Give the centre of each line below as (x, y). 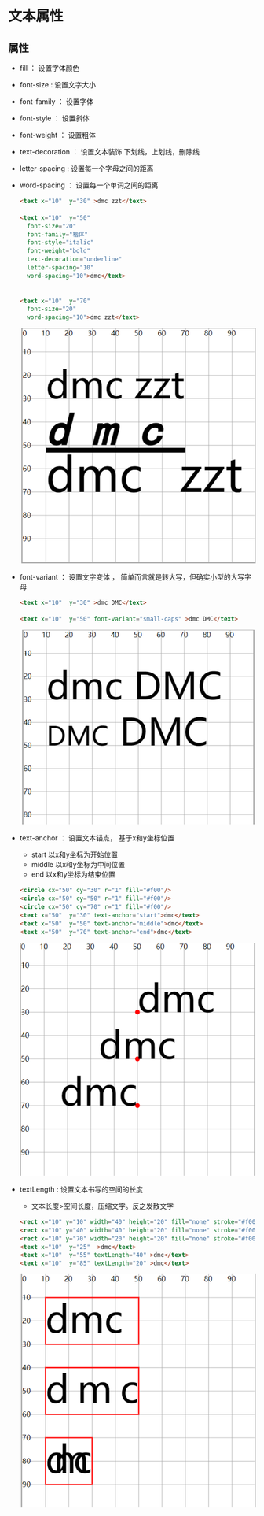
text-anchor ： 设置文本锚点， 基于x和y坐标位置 (97, 838)
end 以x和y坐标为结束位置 (73, 874)
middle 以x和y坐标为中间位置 (78, 865)
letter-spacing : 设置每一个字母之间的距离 (86, 169)
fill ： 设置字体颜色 (49, 68)
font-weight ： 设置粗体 (58, 135)
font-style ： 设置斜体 (55, 118)
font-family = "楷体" (58, 234)
